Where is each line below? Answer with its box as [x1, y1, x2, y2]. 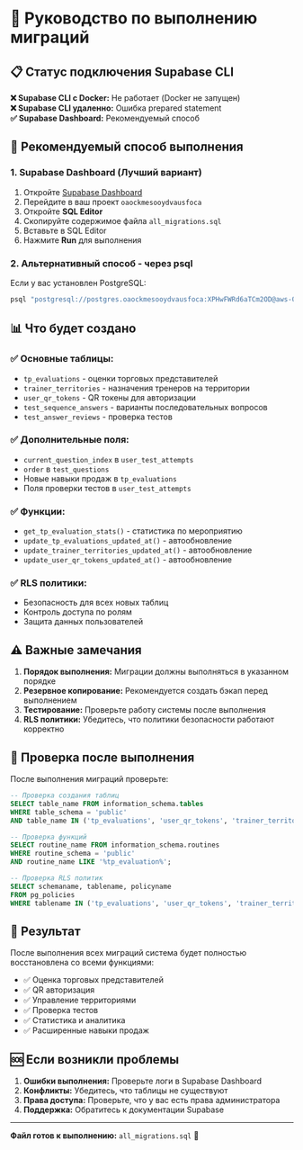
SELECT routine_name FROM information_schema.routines [10, 840, 220, 849]
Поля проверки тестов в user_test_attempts [22, 482, 192, 493]
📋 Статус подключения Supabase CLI [10, 64, 235, 79]
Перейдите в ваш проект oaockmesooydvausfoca [22, 196, 202, 207]
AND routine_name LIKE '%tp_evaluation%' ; [10, 858, 172, 867]
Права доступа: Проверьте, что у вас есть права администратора [22, 1095, 281, 1106]
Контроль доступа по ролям [22, 606, 133, 617]
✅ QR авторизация [22, 984, 95, 995]
